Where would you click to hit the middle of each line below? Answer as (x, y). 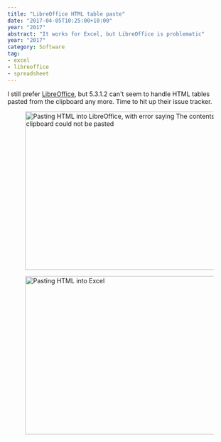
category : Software (36, 47)
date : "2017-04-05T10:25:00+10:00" (60, 21)
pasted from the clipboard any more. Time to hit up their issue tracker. (110, 101)
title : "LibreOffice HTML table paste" (66, 14)
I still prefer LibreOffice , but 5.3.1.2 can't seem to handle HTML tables (109, 94)
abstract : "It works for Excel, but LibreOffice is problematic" (106, 34)
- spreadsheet (28, 73)
